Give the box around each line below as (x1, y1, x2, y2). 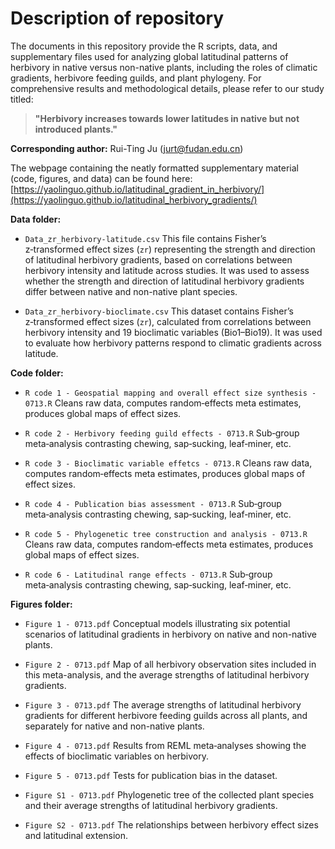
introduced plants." (34, 123, 118, 135)
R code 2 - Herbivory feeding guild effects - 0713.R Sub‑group (24, 427, 300, 439)
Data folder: (10, 213, 62, 225)
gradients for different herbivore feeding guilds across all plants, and (24, 709, 308, 721)
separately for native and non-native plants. (24, 720, 205, 732)
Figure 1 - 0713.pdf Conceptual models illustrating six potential (24, 617, 291, 629)
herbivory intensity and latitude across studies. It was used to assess (24, 264, 310, 276)
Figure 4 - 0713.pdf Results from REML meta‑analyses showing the (24, 739, 307, 751)
